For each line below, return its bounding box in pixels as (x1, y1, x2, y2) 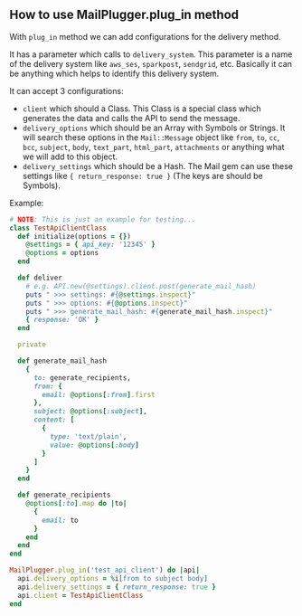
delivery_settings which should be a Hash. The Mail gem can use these (22, 160, 294, 171)
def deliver (17, 273, 63, 283)
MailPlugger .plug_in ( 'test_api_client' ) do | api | (9, 565, 201, 575)
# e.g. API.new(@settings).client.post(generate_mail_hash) (25, 281, 257, 290)
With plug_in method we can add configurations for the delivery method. (9, 31, 282, 42)
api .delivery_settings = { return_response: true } (17, 583, 217, 592)
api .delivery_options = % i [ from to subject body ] (17, 574, 208, 583)
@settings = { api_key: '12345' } (25, 240, 156, 250)
